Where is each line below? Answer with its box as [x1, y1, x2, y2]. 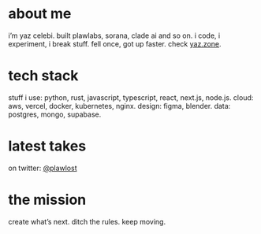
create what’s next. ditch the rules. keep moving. [8, 217, 166, 226]
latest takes [8, 137, 87, 155]
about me [8, 5, 72, 23]
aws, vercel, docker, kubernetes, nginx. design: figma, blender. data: [8, 101, 231, 110]
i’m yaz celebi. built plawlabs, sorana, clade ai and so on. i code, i [8, 31, 221, 40]
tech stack [8, 67, 79, 85]
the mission [8, 191, 87, 209]
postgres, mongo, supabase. [8, 110, 102, 119]
